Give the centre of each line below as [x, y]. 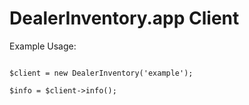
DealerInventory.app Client [124, 18]
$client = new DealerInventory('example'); [101, 73]
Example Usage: [43, 46]
